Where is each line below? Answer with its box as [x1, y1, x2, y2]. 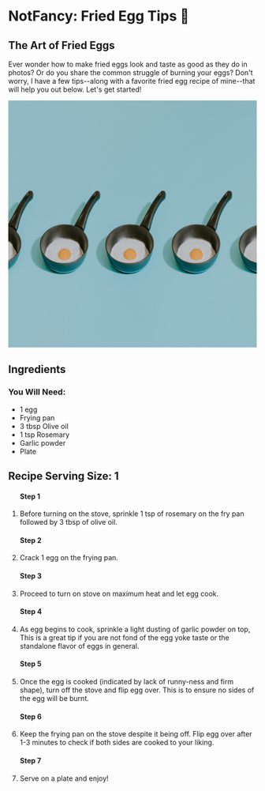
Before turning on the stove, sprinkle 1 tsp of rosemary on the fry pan [19, 509, 244, 518]
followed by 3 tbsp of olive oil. [19, 518, 118, 527]
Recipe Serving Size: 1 [8, 469, 120, 483]
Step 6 [19, 711, 42, 721]
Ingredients [8, 363, 66, 376]
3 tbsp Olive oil [19, 421, 69, 431]
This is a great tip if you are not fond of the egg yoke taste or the [19, 632, 230, 642]
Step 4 [19, 607, 42, 616]
